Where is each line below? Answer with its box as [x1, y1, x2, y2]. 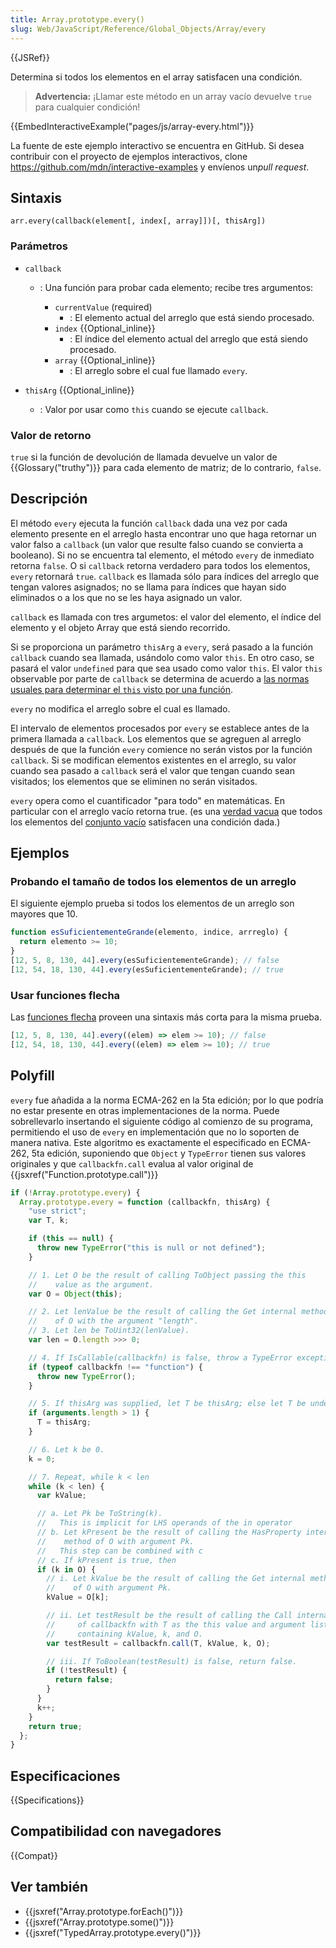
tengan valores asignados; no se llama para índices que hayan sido [10, 581, 287, 593]
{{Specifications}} [10, 1794, 85, 1806]
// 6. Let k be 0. [28, 1444, 105, 1455]
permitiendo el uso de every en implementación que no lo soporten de [10, 1126, 300, 1138]
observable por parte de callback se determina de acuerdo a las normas [10, 672, 310, 685]
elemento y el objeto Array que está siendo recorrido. [10, 621, 231, 633]
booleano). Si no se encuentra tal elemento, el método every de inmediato [10, 549, 315, 561]
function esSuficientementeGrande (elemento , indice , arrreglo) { [10, 927, 288, 938]
